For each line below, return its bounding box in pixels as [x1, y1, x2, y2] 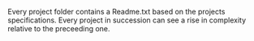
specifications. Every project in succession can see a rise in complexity [7, 15, 247, 25]
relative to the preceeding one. [7, 24, 110, 33]
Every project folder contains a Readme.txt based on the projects [7, 7, 226, 16]
